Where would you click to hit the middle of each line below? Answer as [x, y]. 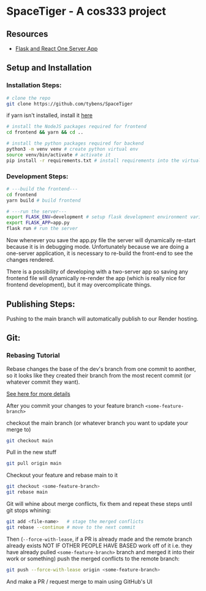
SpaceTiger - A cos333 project [86, 11]
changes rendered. [30, 260]
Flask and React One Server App [56, 48]
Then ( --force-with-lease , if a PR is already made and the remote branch [99, 539]
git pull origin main [34, 463]
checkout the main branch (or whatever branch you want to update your [97, 423]
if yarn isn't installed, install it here [50, 115]
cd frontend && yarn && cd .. [45, 132]
